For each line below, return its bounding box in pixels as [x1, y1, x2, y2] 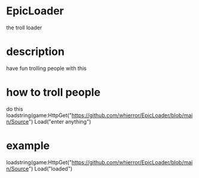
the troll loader [6, 24, 42, 31]
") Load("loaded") [28, 165, 73, 172]
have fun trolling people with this [6, 65, 87, 72]
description [6, 45, 65, 59]
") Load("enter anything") [28, 118, 91, 125]
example [6, 139, 50, 152]
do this [6, 105, 23, 112]
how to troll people [6, 85, 100, 99]
